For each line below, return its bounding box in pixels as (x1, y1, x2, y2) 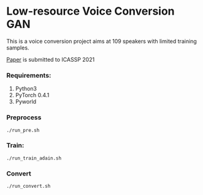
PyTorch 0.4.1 (15, 92, 50, 99)
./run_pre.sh (6, 127, 40, 133)
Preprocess (6, 113, 42, 122)
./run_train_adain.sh (6, 155, 62, 161)
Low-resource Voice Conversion (6, 4, 175, 18)
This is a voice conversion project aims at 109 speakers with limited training (6, 37, 197, 45)
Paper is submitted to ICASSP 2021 (6, 56, 95, 63)
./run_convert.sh (6, 183, 51, 189)
